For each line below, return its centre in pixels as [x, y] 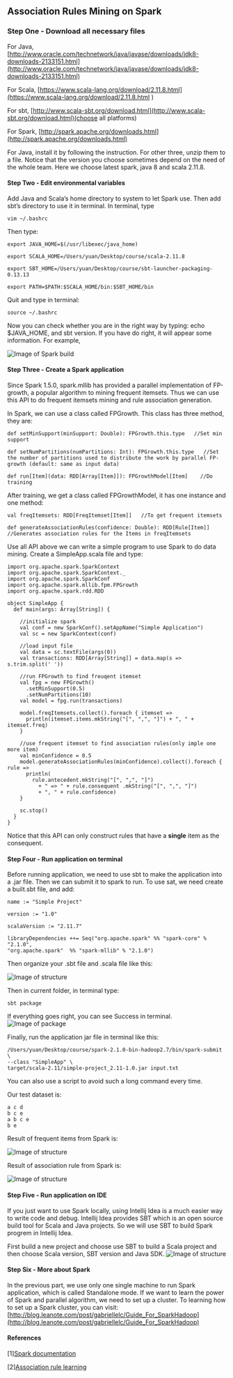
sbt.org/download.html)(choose [53, 118]
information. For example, [44, 340]
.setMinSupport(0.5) [55, 689]
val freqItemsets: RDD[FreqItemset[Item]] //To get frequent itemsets [115, 516]
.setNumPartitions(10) [58, 695]
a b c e [18, 1120]
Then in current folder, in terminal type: [63, 991]
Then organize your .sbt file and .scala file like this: [80, 964]
